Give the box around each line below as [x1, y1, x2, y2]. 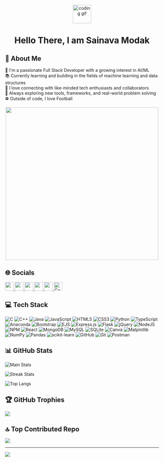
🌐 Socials [5, 269, 35, 277]
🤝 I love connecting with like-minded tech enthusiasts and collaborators [5, 85, 149, 90]
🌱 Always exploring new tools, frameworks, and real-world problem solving [5, 90, 156, 96]
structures [5, 80, 26, 86]
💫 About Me [5, 54, 41, 63]
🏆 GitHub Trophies [5, 396, 65, 404]
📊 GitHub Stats [5, 347, 53, 355]
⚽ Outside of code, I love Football [5, 96, 73, 101]
